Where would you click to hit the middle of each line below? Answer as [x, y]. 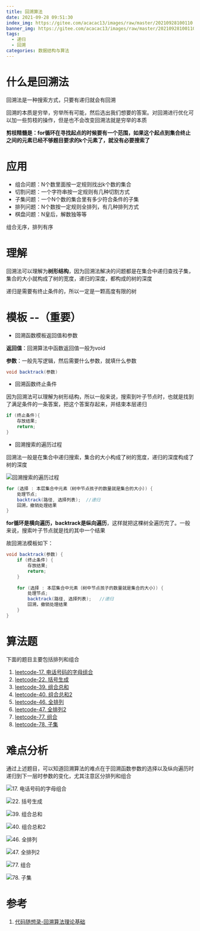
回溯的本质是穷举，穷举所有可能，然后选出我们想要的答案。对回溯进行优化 [97, 112]
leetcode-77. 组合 [36, 717]
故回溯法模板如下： [30, 543]
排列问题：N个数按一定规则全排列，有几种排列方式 [77, 206]
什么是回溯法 [38, 82]
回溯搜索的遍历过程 [38, 444]
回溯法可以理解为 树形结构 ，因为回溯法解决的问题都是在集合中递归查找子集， [100, 271]
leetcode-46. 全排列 [39, 702]
